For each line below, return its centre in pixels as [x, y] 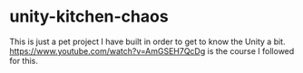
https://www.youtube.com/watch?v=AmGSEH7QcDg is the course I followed [152, 50]
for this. [24, 60]
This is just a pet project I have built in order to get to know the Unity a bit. [147, 41]
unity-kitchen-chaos [89, 17]
